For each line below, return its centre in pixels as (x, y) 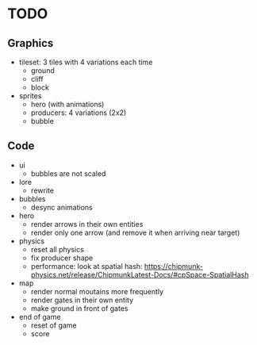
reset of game (54, 325)
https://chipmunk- (174, 266)
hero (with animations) (67, 104)
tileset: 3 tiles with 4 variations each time (86, 62)
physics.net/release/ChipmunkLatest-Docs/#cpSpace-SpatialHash (140, 274)
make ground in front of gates (79, 308)
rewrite (42, 190)
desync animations (61, 207)
